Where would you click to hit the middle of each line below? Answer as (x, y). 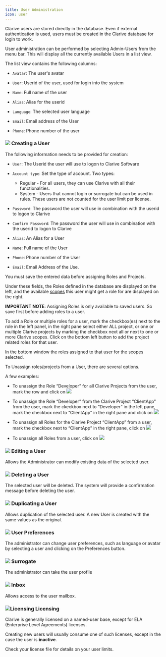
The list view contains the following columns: (51, 63)
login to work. (19, 39)
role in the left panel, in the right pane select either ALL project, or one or (80, 326)
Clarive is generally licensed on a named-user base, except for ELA (74, 619)
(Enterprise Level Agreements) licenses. (46, 624)
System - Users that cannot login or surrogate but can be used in (86, 193)
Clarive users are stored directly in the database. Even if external (71, 28)
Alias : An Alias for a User (38, 238)
